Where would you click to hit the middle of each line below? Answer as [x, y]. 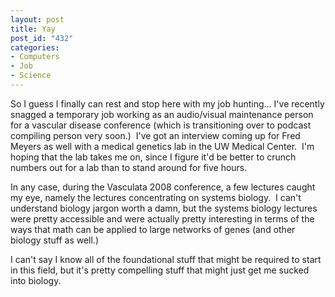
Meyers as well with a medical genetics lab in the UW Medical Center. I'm [162, 146]
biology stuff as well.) [55, 240]
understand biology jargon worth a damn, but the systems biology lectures [164, 208]
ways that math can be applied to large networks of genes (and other [153, 229]
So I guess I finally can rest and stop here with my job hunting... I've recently [167, 103]
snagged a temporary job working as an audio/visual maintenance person [162, 114]
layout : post [37, 19]
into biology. [36, 280]
